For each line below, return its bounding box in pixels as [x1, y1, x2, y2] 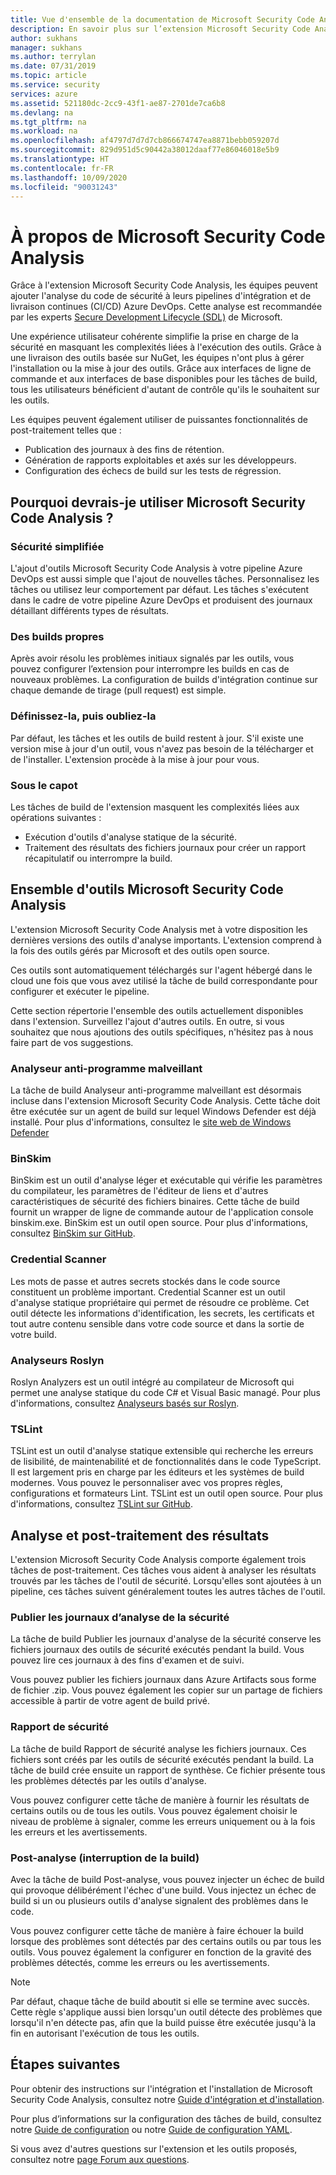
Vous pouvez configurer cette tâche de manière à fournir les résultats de [10, 1794, 310, 1806]
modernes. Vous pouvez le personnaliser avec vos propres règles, [10, 1477, 283, 1489]
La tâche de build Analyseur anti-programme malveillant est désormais [10, 1084, 302, 1096]
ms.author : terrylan [10, 52, 97, 62]
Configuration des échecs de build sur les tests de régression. [24, 465, 282, 477]
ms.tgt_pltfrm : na [10, 117, 87, 127]
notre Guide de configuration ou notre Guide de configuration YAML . [10, 2123, 293, 2135]
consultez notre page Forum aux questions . [10, 2153, 190, 2165]
